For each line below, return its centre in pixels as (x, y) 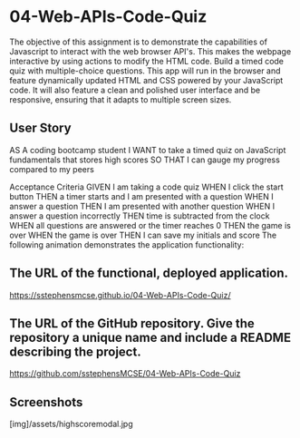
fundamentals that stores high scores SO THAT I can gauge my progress (145, 160)
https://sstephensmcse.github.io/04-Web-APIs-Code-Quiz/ (120, 295)
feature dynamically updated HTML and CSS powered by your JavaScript (146, 80)
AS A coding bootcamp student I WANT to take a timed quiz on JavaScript (148, 150)
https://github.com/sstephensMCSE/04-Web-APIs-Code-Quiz (125, 374)
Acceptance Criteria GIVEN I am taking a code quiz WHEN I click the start (146, 187)
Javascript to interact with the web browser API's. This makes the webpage (150, 51)
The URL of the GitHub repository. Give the (132, 323)
